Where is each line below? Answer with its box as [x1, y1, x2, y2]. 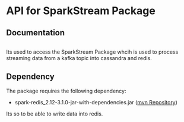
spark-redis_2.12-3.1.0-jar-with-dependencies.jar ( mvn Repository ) [14, 98, 178, 105]
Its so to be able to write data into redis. [6, 110, 103, 117]
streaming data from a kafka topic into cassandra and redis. [6, 55, 153, 61]
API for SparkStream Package [6, 4, 156, 18]
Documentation [6, 28, 65, 38]
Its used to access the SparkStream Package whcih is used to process [6, 48, 179, 55]
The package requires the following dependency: [6, 87, 126, 94]
